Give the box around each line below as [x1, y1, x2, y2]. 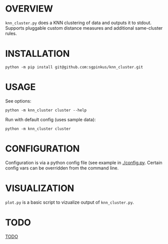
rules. [5, 30, 17, 36]
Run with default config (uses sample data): [5, 116, 96, 122]
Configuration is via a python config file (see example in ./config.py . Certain [5, 159, 162, 166]
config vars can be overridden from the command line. [5, 165, 119, 171]
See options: [5, 98, 32, 104]
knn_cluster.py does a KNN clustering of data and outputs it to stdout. [5, 20, 152, 26]
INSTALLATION [5, 48, 70, 59]
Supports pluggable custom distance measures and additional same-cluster [5, 25, 163, 31]
